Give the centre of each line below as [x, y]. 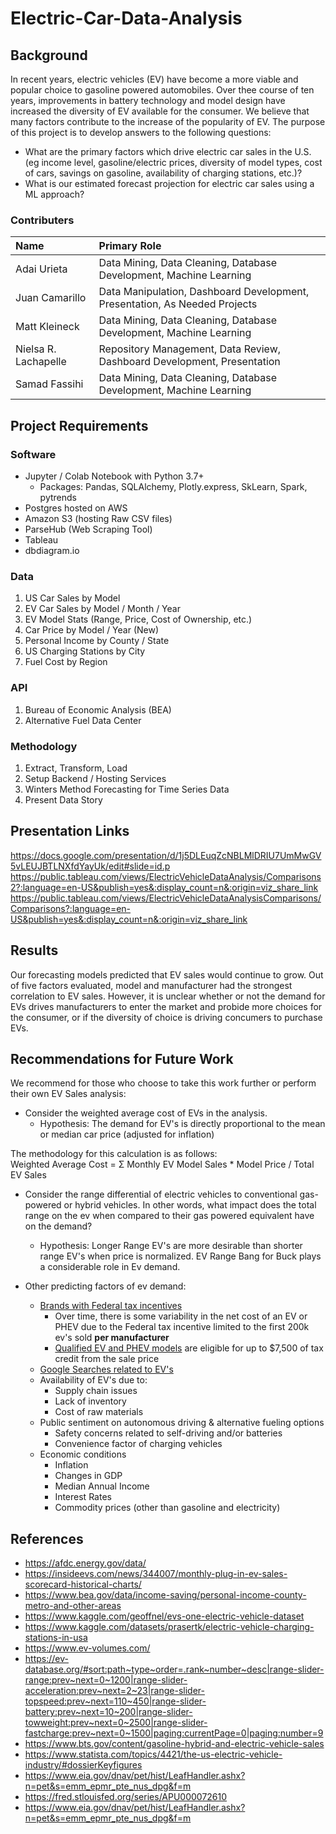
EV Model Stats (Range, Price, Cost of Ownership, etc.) [138, 619]
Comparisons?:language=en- [71, 908]
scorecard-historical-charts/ [83, 1584]
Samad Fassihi [49, 384]
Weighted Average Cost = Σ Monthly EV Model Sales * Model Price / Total [162, 1164]
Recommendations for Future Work [122, 1058]
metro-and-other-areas [73, 1606]
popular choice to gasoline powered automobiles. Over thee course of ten [162, 90]
